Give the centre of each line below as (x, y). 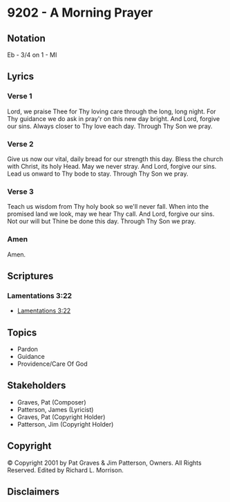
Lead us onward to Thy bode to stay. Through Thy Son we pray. (98, 174)
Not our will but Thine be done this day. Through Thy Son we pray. (102, 221)
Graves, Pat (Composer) (51, 402)
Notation (27, 38)
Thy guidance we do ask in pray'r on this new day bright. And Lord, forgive (114, 118)
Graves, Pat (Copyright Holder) (61, 417)
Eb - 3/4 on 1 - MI (32, 55)
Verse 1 (20, 96)
